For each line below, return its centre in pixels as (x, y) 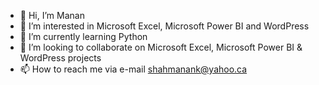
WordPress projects (60, 58)
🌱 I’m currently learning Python (83, 36)
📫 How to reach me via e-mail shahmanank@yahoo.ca (133, 69)
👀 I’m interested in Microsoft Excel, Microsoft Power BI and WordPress (164, 26)
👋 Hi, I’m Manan (52, 15)
